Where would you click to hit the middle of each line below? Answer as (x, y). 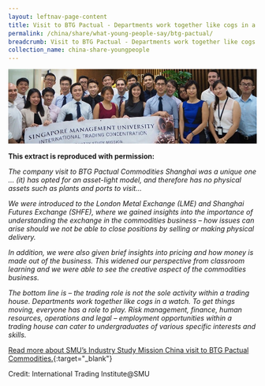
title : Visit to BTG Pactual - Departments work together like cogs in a (132, 25)
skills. (17, 335)
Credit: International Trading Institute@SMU (79, 374)
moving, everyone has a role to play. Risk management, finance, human (125, 310)
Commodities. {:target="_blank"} (60, 358)
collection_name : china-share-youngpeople (79, 50)
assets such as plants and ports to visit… (75, 189)
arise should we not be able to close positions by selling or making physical (131, 229)
